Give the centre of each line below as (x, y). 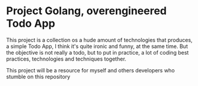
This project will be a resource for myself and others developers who (91, 70)
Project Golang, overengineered (87, 11)
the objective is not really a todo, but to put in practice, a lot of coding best (98, 52)
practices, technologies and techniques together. (66, 59)
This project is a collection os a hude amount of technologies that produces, (99, 40)
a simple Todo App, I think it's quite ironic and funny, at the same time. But (97, 46)
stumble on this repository (38, 77)
